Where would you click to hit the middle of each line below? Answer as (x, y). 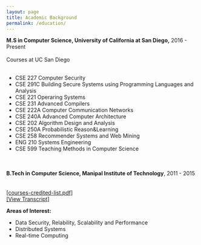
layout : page (23, 12)
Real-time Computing (41, 236)
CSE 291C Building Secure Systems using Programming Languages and (104, 84)
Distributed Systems (40, 229)
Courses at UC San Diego (38, 60)
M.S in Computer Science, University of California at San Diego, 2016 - (97, 41)
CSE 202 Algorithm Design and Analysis (65, 123)
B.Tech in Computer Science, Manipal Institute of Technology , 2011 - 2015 (101, 173)
